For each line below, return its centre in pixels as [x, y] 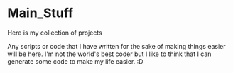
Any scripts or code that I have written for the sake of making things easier [116, 46]
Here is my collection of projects [55, 33]
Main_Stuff [40, 13]
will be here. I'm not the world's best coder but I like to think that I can [109, 54]
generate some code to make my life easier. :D [75, 61]
